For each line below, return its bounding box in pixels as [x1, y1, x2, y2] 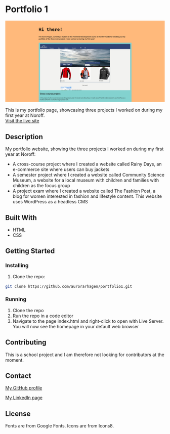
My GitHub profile [5, 385, 42, 391]
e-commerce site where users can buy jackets [12, 166, 110, 172]
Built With [5, 213, 37, 222]
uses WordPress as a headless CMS [12, 199, 89, 205]
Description [5, 133, 43, 141]
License [5, 409, 31, 418]
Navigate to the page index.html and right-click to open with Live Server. [12, 318, 164, 324]
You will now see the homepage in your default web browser [12, 323, 139, 329]
